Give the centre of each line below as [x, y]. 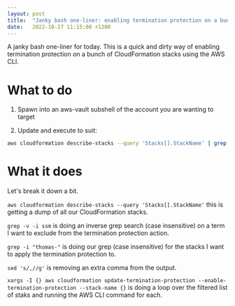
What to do [40, 90]
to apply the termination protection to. [62, 254]
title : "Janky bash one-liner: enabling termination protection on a [112, 20]
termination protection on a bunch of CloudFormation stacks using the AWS [116, 54]
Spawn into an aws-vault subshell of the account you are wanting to [115, 109]
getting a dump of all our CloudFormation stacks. [78, 212]
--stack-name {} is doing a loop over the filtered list [154, 288]
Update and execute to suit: [57, 131]
